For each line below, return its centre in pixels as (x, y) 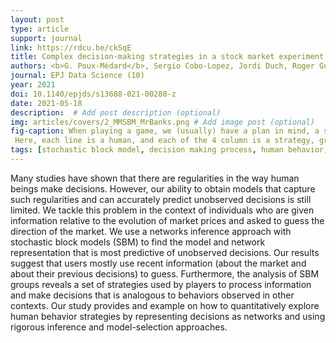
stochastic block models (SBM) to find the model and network (138, 242)
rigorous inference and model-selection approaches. (119, 327)
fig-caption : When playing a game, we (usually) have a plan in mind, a (165, 131)
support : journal (46, 38)
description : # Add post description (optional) (116, 112)
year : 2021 (33, 85)
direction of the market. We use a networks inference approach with (151, 231)
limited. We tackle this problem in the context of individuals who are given (162, 210)
